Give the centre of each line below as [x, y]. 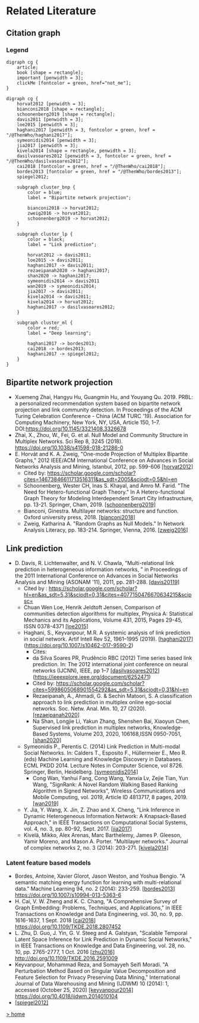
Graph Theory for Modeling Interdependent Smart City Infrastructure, [108, 498]
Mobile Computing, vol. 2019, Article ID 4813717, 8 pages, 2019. [110, 797]
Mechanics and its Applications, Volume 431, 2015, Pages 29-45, [103, 620]
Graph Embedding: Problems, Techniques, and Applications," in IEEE [98, 907]
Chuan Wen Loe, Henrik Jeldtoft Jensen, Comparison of [92, 607]
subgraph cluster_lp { [45, 234]
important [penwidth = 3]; [50, 78]
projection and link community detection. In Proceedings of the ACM [99, 410]
